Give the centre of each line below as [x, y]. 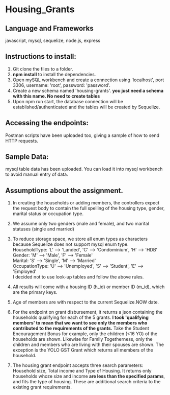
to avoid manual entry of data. [37, 174]
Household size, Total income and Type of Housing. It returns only [82, 371]
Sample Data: [27, 157]
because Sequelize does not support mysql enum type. [70, 244]
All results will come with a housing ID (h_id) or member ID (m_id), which [89, 287]
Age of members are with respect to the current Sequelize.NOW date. [86, 302]
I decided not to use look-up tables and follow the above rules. [78, 277]
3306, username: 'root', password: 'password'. [61, 85]
